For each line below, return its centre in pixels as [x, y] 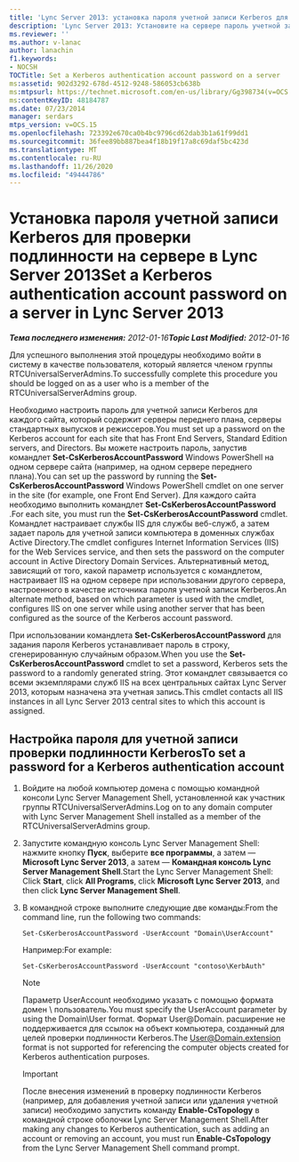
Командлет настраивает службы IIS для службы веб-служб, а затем [139, 524]
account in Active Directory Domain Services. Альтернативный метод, [139, 561]
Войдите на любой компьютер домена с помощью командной [141, 788]
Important [40, 1074]
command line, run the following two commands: [112, 917]
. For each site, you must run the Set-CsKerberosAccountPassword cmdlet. [149, 514]
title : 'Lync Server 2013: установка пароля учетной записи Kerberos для [149, 17]
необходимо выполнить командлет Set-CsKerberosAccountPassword [143, 504]
